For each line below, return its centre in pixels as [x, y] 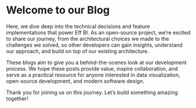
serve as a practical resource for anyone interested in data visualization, [93, 75]
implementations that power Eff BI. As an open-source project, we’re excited [98, 32]
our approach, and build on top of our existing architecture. [77, 51]
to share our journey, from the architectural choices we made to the [87, 39]
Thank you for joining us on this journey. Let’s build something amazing [92, 92]
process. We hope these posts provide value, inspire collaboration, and [92, 68]
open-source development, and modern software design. [75, 81]
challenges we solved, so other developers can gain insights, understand [94, 45]
